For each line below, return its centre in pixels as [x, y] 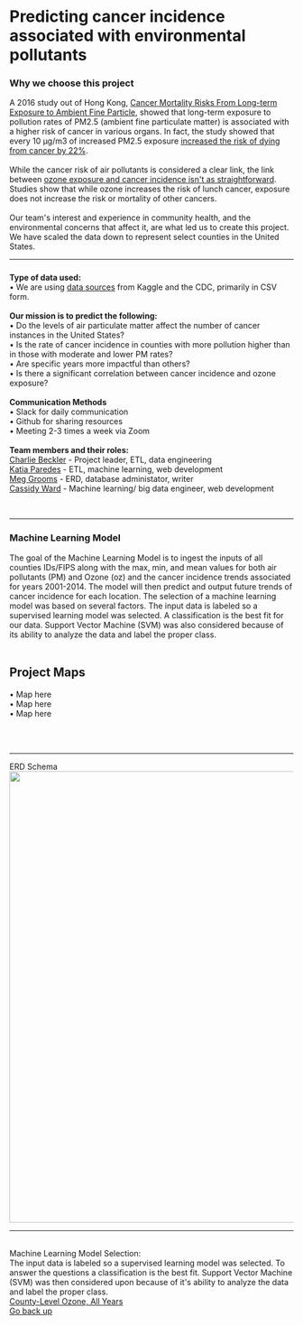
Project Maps [47, 673]
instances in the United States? [67, 335]
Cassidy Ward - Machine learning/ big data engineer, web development [142, 488]
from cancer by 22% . [49, 151]
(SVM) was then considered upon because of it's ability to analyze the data [149, 1282]
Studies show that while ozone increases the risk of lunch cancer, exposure [150, 189]
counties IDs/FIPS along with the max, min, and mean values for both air [143, 567]
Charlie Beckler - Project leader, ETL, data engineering [110, 460]
